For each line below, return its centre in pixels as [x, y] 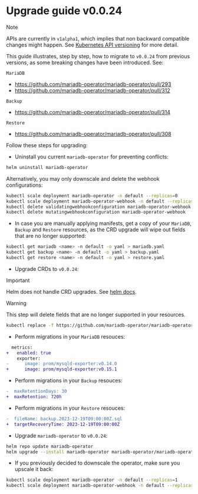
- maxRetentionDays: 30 [37, 392]
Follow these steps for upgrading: [47, 145]
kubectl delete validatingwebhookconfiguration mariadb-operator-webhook [99, 207]
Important [18, 280]
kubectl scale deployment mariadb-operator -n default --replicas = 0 [92, 195]
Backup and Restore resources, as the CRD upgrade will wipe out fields [100, 230]
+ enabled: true [29, 353]
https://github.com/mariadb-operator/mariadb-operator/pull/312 [92, 90]
